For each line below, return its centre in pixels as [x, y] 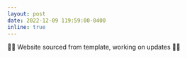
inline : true [27, 27]
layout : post [27, 14]
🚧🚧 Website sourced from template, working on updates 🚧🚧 [94, 47]
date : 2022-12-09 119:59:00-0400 [57, 21]
